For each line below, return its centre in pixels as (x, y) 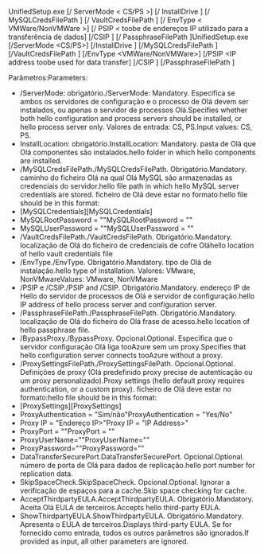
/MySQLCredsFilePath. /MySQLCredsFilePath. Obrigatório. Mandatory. (133, 169)
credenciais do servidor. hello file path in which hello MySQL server (130, 186)
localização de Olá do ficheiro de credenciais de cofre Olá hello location (137, 245)
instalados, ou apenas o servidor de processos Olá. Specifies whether (134, 110)
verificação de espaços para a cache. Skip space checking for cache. (133, 490)
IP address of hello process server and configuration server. (118, 304)
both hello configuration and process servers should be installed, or (131, 118)
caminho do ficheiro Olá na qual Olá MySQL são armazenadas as (126, 178)
